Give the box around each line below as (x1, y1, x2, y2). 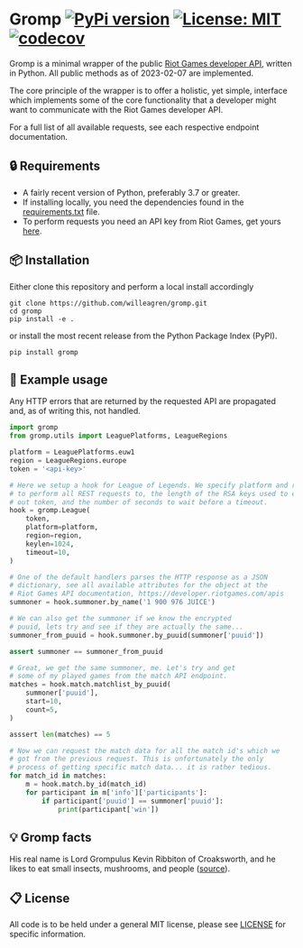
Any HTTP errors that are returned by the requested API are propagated (9, 396, 277, 407)
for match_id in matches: (9, 771, 106, 780)
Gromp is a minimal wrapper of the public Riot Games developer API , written (9, 58, 293, 69)
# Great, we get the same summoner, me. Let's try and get (9, 663, 236, 672)
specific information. (9, 929, 87, 940)
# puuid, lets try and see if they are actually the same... (9, 622, 244, 631)
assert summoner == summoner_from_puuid (9, 647, 164, 656)
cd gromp (9, 307, 42, 316)
